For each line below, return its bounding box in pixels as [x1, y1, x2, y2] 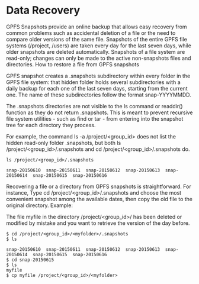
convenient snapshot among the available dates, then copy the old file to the [6, 195, 193, 202]
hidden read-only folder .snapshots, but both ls [6, 139, 121, 146]
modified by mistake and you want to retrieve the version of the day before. [6, 220, 190, 227]
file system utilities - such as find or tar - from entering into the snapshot [6, 115, 184, 122]
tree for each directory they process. [6, 121, 96, 128]
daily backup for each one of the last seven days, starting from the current [6, 85, 188, 92]
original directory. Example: [6, 202, 73, 209]
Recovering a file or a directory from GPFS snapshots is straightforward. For [6, 183, 191, 190]
